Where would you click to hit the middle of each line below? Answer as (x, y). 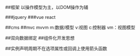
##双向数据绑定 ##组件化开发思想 (40, 38)
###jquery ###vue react (30, 17)
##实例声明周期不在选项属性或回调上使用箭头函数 (56, 48)
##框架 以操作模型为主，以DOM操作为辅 (47, 7)
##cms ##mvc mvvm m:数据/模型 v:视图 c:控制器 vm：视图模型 (70, 27)
